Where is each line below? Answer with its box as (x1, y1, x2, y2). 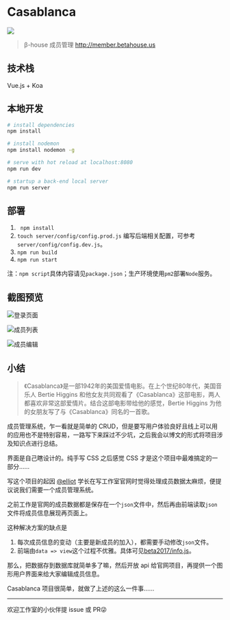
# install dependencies (7, 122, 75, 128)
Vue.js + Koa (7, 81, 43, 89)
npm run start (16, 257, 57, 264)
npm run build (16, 249, 57, 256)
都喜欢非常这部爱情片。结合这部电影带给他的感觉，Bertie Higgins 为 (23, 399, 216, 407)
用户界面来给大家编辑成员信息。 (12, 570, 103, 577)
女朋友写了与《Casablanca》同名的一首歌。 (29, 408, 154, 415)
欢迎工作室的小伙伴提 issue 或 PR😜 (7, 606, 107, 613)
